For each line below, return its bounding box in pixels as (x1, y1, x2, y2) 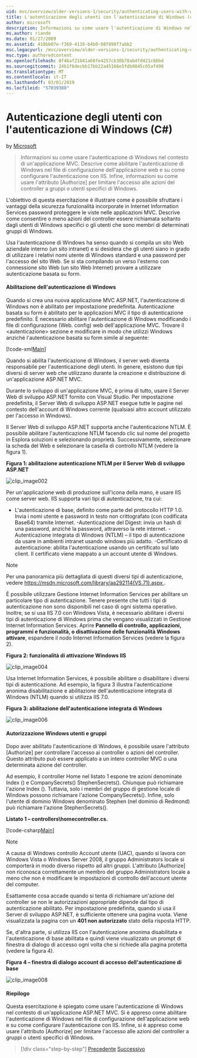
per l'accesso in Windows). (6, 412, 72, 419)
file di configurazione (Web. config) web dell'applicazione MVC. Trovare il (6, 322, 185, 329)
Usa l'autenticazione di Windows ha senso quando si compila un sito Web (6, 239, 184, 246)
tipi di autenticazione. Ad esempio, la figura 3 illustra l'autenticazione (6, 681, 173, 688)
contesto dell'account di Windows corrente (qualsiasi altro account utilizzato (6, 406, 191, 413)
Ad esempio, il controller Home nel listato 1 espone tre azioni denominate (6, 773, 182, 780)
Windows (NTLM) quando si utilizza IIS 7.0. (6, 694, 110, 701)
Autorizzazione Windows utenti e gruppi (6, 729, 107, 736)
